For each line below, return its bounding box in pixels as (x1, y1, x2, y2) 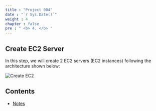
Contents (5, 87, 35, 95)
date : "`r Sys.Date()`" (5, 12, 57, 17)
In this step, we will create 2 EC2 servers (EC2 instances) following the (5, 57, 151, 63)
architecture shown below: (5, 63, 60, 69)
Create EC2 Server (5, 44, 65, 53)
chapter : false (5, 21, 39, 26)
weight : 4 (5, 16, 28, 21)
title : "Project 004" (5, 7, 53, 12)
